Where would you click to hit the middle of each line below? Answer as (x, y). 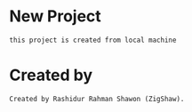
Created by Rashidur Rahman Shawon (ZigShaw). (97, 99)
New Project (56, 16)
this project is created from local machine (93, 40)
